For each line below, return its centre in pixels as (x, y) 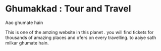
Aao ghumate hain (24, 22)
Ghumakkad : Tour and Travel (68, 9)
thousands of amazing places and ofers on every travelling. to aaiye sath (81, 37)
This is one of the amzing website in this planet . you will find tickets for (79, 32)
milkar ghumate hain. (27, 42)
